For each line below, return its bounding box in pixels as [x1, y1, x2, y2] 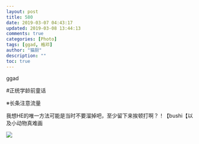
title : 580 [6, 14, 33, 20]
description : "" [6, 53, 46, 59]
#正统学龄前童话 [6, 87, 46, 94]
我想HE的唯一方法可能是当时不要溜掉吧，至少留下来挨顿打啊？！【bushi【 [6, 112, 188, 119]
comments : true [6, 31, 44, 37]
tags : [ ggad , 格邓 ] [6, 42, 53, 48]
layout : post [6, 8, 39, 15]
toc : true [6, 58, 31, 64]
